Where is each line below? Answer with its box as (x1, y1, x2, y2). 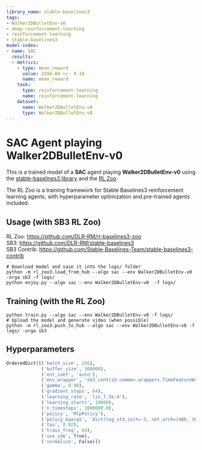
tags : (6, 14, 20, 21)
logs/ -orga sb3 (6, 328, 47, 334)
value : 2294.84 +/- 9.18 (22, 71, 85, 77)
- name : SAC (6, 48, 36, 54)
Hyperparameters (6, 344, 75, 355)
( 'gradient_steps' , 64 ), (41, 388, 103, 395)
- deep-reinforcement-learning (6, 25, 85, 32)
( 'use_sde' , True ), (41, 433, 90, 439)
